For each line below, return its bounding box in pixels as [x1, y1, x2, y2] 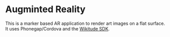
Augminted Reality [5, 4, 86, 15]
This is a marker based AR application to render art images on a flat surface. [5, 20, 165, 26]
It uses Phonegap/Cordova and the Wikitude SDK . [5, 25, 110, 31]
